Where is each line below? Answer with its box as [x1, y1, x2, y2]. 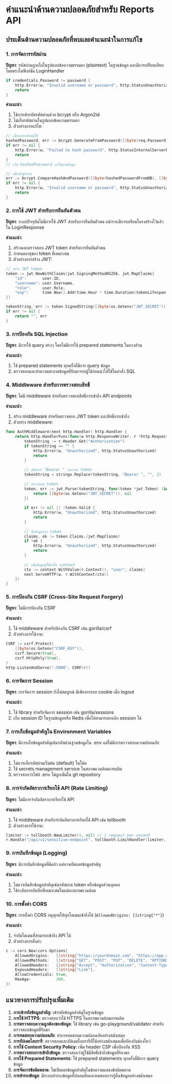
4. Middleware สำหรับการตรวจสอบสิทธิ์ [6, 381, 90, 388]
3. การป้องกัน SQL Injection [6, 331, 68, 338]
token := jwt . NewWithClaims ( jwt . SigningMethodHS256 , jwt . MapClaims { [6, 271, 155, 276]
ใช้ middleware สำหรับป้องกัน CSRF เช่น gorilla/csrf [13, 625, 112, 631]
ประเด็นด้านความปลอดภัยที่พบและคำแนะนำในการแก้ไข [6, 35, 142, 44]
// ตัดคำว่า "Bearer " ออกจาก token [24, 467, 92, 473]
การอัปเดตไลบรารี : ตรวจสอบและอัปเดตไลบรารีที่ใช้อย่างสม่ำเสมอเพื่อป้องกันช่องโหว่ [13, 1038, 151, 1044]
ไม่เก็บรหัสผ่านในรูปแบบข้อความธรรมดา [13, 117, 80, 124]
